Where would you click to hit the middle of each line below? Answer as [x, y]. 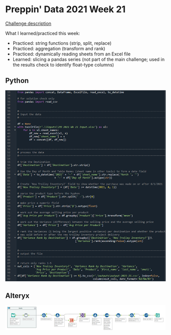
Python [17, 81]
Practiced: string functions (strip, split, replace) [62, 43]
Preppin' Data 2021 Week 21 [65, 9]
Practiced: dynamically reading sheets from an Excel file [72, 54]
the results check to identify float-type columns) [63, 65]
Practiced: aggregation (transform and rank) [59, 48]
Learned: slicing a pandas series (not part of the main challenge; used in [89, 59]
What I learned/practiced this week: [43, 33]
